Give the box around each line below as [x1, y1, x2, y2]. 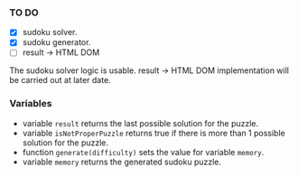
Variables [9, 97, 52, 110]
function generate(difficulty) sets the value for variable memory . [22, 146, 265, 157]
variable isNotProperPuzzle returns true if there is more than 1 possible [22, 127, 286, 138]
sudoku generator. [22, 37, 91, 48]
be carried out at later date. [9, 75, 111, 86]
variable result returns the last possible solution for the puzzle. [22, 117, 259, 128]
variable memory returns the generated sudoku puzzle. [22, 156, 222, 167]
